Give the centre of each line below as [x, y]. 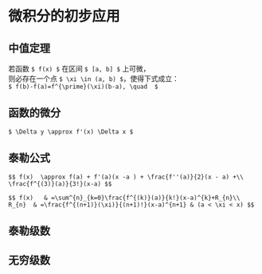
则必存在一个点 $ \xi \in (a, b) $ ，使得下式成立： [94, 79]
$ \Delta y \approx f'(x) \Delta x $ [71, 132]
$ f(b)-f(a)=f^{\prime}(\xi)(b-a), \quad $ [83, 87]
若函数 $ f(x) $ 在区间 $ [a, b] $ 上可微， [79, 69]
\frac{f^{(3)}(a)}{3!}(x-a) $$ [60, 183]
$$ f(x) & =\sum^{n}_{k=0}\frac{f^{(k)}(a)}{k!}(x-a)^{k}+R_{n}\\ [124, 198]
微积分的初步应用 [65, 16]
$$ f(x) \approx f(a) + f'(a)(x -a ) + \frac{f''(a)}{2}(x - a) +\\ [126, 177]
